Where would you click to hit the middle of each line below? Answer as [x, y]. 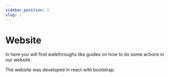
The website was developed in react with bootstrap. [60, 70]
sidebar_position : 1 [27, 10]
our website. [18, 60]
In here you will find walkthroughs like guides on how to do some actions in [85, 54]
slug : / [14, 15]
